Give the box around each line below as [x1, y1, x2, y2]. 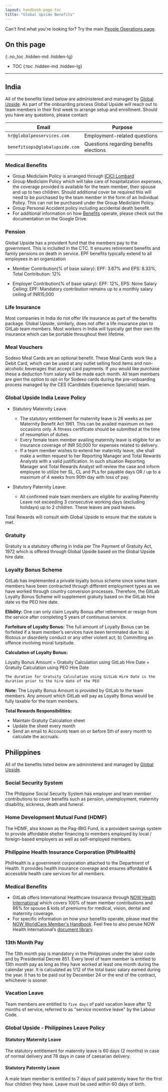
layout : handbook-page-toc [5, 7, 61, 13]
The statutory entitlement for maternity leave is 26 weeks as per [19, 415, 152, 422]
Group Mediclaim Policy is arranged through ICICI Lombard [12, 173, 134, 179]
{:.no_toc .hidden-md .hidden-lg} [5, 54, 73, 60]
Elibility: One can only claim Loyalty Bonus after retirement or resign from [5, 609, 157, 615]
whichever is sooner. [5, 977, 48, 983]
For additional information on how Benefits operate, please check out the [12, 210, 163, 216]
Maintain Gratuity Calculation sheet [12, 718, 85, 724]
